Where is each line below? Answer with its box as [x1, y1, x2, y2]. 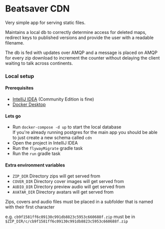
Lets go [5, 113, 21, 119]
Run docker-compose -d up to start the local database [12, 124, 122, 130]
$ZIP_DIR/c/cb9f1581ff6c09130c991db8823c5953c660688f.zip [5, 219, 128, 224]
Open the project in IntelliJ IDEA [12, 140, 78, 146]
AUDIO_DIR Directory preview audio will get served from [12, 183, 126, 190]
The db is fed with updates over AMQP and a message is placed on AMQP [5, 49, 158, 55]
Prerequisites [5, 85, 34, 91]
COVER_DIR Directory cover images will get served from [12, 178, 124, 184]
